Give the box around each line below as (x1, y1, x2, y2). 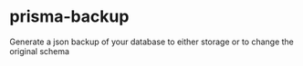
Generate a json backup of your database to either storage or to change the (9, 36, 295, 47)
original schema (9, 45, 70, 56)
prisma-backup (9, 6, 130, 27)
